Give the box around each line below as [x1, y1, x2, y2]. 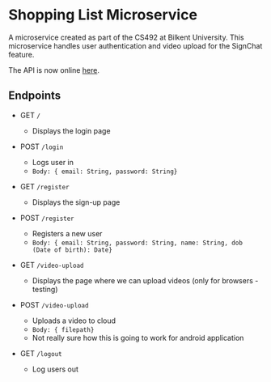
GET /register [19, 181, 70, 191]
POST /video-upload [19, 299, 89, 309]
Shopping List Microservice [8, 6, 198, 24]
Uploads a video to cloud [32, 316, 116, 325]
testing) [32, 284, 58, 294]
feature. [8, 49, 35, 59]
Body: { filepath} [32, 325, 95, 333]
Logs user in [32, 157, 74, 167]
